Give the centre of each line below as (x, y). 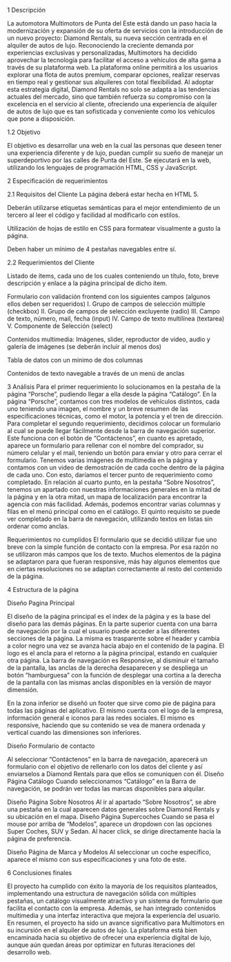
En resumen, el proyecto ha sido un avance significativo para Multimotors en (116, 923)
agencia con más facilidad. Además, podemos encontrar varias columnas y (114, 504)
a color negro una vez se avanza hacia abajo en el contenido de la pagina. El (116, 646)
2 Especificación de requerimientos (58, 181)
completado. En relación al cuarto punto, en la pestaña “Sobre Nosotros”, (111, 482)
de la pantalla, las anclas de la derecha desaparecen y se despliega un (108, 668)
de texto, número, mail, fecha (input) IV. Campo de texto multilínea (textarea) (116, 318)
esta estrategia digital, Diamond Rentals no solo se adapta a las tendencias (113, 89)
